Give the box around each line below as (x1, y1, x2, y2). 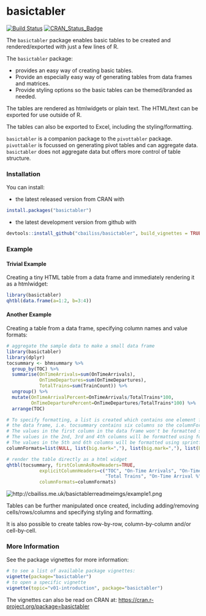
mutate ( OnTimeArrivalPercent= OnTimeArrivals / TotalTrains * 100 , (12, 394, 174, 400)
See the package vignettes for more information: (6, 556, 129, 563)
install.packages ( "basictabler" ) (6, 207, 92, 214)
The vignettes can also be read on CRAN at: (6, 596, 118, 603)
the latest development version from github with (15, 219, 137, 226)
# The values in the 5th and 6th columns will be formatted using (6, 439, 180, 446)
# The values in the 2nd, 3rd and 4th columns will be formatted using (6, 434, 193, 440)
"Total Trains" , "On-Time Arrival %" (105, 473, 202, 479)
